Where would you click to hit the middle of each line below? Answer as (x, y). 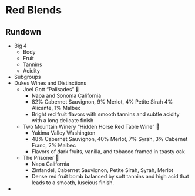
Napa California (51, 164)
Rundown (23, 32)
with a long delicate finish (63, 120)
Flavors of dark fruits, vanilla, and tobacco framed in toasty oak (108, 152)
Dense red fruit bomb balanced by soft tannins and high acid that (110, 176)
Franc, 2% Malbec (54, 145)
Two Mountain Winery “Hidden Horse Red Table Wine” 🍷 (91, 127)
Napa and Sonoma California (66, 95)
